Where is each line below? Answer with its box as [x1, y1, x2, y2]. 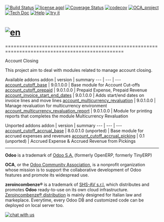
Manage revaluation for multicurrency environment [5, 103, 107, 109]
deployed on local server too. [5, 202, 64, 208]
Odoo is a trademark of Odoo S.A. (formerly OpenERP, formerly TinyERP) [5, 152, 152, 158]
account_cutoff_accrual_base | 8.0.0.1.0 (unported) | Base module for [5, 128, 144, 133]
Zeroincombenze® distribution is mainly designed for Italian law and [5, 192, 142, 198]
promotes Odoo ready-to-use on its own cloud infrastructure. [5, 186, 128, 193]
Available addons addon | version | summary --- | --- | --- [5, 76, 121, 83]
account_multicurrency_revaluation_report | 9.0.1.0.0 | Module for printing [5, 108, 152, 113]
